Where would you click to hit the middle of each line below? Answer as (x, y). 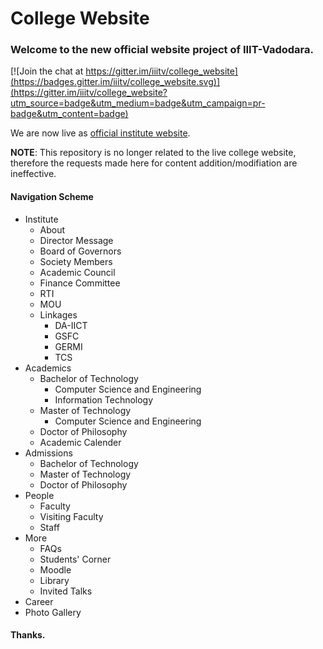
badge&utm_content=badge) (69, 114)
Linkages (58, 314)
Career (39, 601)
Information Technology (104, 399)
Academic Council (77, 272)
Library (54, 580)
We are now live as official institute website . (100, 133)
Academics (48, 368)
